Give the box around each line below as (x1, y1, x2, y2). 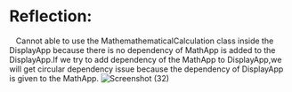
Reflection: (9, 6, 93, 27)
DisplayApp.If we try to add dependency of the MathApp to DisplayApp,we (9, 54, 282, 65)
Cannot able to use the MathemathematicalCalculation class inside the (15, 35, 274, 46)
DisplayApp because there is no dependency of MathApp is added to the (9, 44, 276, 55)
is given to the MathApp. (9, 73, 100, 83)
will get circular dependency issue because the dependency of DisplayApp (9, 64, 284, 74)
